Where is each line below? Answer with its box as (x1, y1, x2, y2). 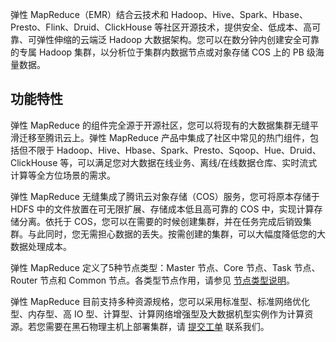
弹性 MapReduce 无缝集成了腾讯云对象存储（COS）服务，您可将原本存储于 (10, 190, 320, 202)
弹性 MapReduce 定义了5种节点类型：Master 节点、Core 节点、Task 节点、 (10, 261, 321, 273)
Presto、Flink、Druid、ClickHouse (10, 21, 153, 33)
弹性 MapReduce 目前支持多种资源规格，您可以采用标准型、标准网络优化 (10, 295, 310, 307)
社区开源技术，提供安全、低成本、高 (163, 21, 313, 33)
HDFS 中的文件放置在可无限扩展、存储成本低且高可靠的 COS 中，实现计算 (10, 203, 315, 215)
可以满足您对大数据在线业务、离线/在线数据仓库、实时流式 (77, 156, 318, 168)
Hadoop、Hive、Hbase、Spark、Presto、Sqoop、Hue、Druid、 (56, 144, 322, 156)
